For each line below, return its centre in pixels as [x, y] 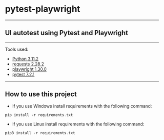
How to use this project [41, 94]
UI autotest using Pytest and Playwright [67, 33]
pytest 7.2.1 [23, 74]
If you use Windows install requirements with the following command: [82, 106]
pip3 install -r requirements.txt [40, 133]
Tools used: [17, 49]
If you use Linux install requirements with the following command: [78, 124]
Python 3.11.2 [25, 59]
